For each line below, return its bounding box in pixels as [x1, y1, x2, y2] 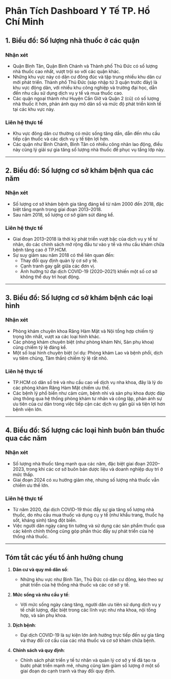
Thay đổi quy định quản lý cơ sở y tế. [20, 257, 98, 264]
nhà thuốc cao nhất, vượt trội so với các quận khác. [12, 68, 121, 74]
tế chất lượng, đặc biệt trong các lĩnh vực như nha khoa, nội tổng [20, 607, 156, 613]
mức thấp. [12, 471, 34, 478]
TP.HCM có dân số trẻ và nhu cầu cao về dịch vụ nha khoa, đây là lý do [12, 379, 163, 386]
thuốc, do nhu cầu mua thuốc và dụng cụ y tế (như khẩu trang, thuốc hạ [12, 512, 164, 518]
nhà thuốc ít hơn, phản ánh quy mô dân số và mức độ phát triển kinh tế [12, 101, 161, 107]
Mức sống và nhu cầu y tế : [12, 592, 70, 598]
